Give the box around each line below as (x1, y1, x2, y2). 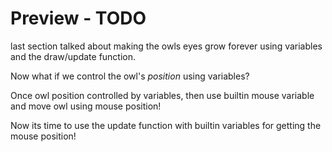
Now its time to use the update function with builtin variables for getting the (10, 119, 322, 131)
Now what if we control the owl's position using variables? (10, 70, 250, 82)
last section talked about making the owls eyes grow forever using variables (10, 40, 323, 52)
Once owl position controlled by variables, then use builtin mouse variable (10, 89, 315, 101)
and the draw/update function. (10, 50, 137, 62)
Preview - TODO (10, 7, 147, 30)
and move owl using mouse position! (10, 100, 162, 112)
